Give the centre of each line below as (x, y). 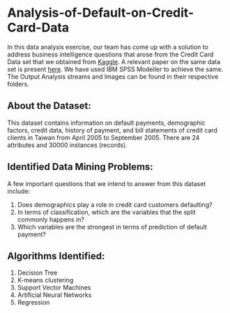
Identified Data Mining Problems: (80, 167)
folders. (18, 84)
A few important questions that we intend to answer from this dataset (107, 183)
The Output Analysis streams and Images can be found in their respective (113, 76)
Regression (33, 303)
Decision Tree (37, 273)
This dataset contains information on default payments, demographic (106, 123)
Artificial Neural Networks (54, 295)
